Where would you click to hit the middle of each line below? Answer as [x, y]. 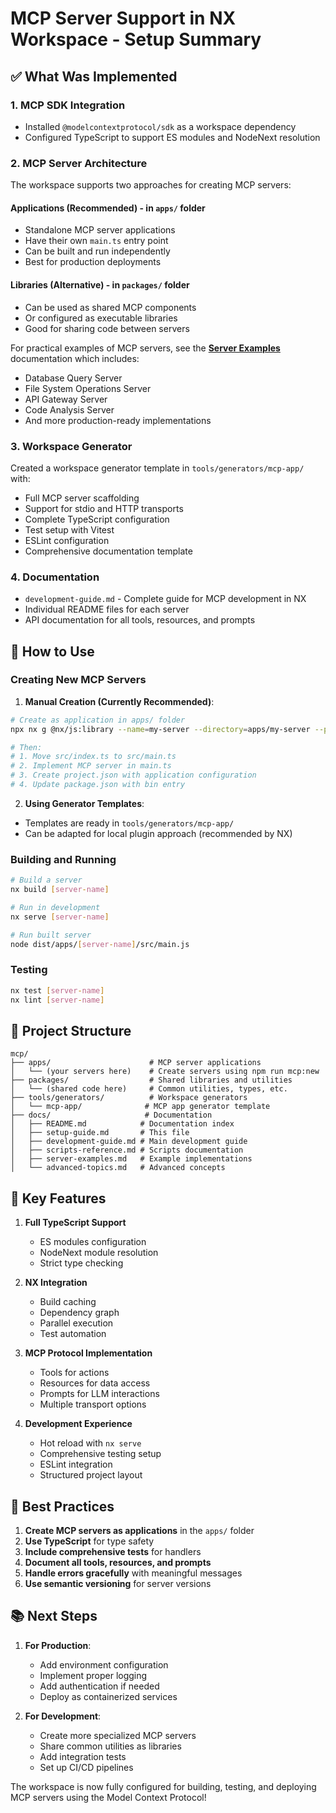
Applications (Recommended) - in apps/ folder [108, 208]
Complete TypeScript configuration [97, 519]
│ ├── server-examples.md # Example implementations [131, 1159]
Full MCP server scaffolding [82, 498]
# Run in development [55, 908]
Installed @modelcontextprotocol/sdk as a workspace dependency [160, 126]
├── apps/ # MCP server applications [136, 1063]
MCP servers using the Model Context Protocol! [108, 1797]
